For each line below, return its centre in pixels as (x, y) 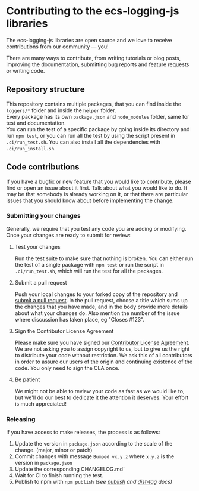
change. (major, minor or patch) (53, 450)
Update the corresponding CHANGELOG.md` (70, 469)
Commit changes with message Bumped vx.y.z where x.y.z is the (94, 456)
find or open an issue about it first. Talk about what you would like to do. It (97, 188)
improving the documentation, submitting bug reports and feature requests (98, 64)
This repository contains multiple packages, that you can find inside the (94, 104)
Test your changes (37, 246)
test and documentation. (36, 123)
